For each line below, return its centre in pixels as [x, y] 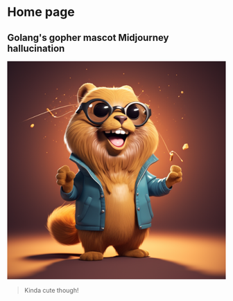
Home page [41, 12]
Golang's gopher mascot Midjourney [88, 38]
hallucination [36, 48]
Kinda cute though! [51, 290]
